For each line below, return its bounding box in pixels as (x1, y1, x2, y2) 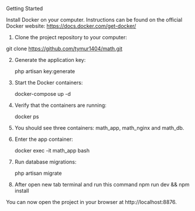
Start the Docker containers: (14, 79, 83, 86)
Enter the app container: (14, 136, 73, 143)
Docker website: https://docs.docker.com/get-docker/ (6, 23, 136, 29)
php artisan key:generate (14, 68, 76, 75)
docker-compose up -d (14, 91, 71, 97)
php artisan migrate (14, 170, 62, 177)
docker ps (14, 113, 39, 120)
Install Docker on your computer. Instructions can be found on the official (6, 16, 183, 23)
